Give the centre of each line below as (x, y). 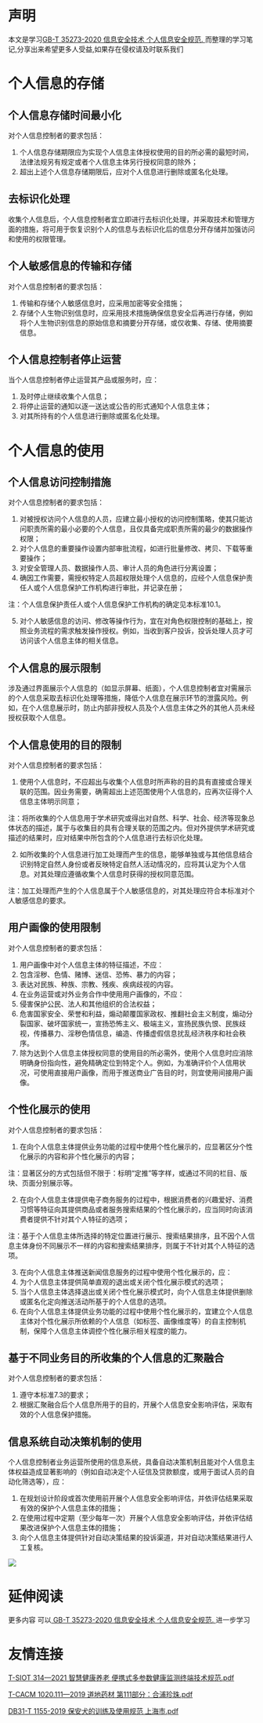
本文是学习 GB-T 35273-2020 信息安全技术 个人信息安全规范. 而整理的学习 (127, 39)
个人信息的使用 (56, 451)
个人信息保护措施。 (64, 1415)
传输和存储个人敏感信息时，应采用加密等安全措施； (102, 303)
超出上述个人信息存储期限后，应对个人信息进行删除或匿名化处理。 (126, 171)
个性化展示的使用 (49, 1110)
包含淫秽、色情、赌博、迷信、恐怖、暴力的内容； (98, 974)
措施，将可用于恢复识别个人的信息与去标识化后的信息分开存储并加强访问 (138, 229)
